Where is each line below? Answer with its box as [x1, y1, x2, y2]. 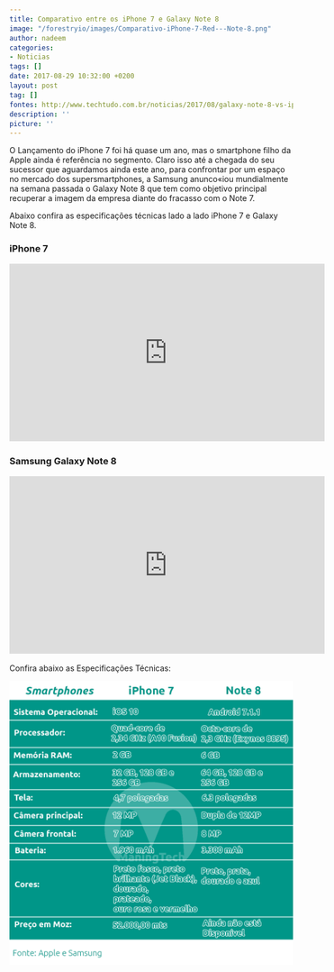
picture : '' [9, 119, 54, 128]
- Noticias [9, 52, 50, 62]
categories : [9, 43, 54, 52]
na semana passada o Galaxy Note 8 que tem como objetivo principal [9, 183, 267, 194]
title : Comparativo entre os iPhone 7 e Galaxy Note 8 [9, 14, 220, 23]
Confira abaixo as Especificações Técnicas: [9, 663, 171, 674]
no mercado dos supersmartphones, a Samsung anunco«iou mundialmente [9, 174, 289, 185]
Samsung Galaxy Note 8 [9, 455, 117, 468]
